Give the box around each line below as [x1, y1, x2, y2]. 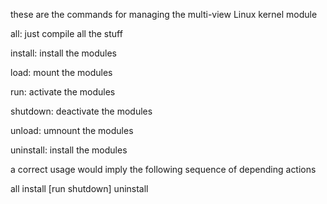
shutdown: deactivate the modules [10, 105, 153, 117]
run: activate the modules [10, 86, 116, 98]
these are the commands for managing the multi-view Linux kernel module [10, 9, 318, 20]
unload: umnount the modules [10, 125, 134, 136]
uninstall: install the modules [10, 144, 128, 156]
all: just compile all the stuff [10, 28, 123, 39]
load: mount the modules [10, 67, 113, 78]
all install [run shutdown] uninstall [10, 183, 149, 194]
